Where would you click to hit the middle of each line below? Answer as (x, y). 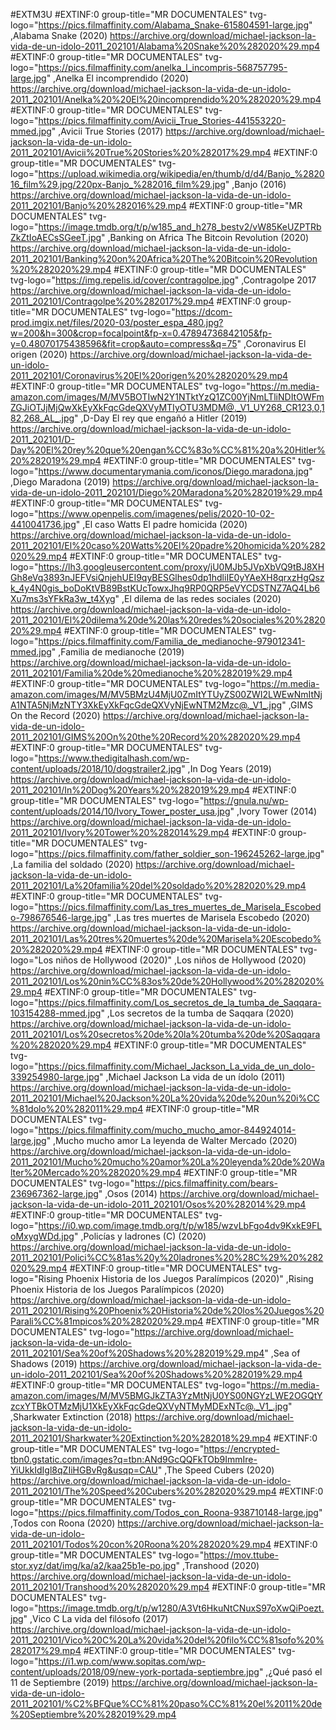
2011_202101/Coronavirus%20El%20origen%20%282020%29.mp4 (149, 375)
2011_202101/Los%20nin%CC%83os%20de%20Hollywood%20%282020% (167, 981)
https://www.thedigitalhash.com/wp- (114, 758)
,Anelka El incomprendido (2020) (121, 78)
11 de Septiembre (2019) (60, 1682)
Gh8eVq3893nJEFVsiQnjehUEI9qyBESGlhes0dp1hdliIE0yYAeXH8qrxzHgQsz (167, 577)
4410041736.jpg (43, 524)
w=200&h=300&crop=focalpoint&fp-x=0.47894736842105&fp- (141, 333)
